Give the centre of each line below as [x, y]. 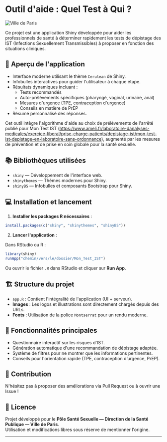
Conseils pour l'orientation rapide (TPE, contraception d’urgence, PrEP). [86, 358]
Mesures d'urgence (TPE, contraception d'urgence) [73, 103]
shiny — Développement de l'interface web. [57, 175]
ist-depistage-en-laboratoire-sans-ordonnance [53, 139]
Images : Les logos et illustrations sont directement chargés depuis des [85, 304]
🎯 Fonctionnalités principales [51, 331]
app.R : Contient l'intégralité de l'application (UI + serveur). [72, 299]
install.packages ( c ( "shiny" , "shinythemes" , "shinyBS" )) [65, 225]
